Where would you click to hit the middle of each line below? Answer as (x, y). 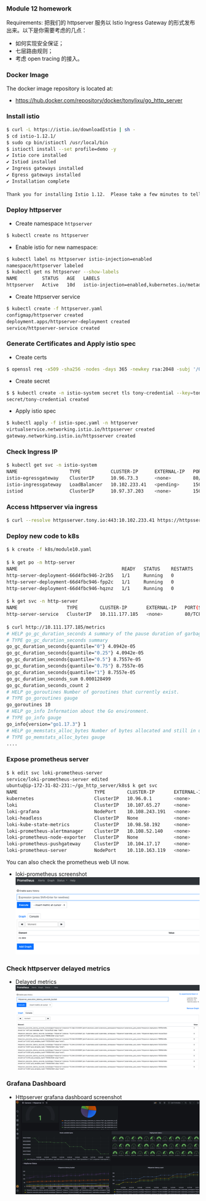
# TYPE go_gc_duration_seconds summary (57, 640)
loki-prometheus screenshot (51, 874)
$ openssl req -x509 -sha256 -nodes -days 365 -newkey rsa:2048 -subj (98, 369)
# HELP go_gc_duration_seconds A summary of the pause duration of (94, 634)
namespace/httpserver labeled (45, 266)
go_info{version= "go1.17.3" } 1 (46, 724)
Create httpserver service (48, 297)
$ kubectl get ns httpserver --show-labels (63, 272)
